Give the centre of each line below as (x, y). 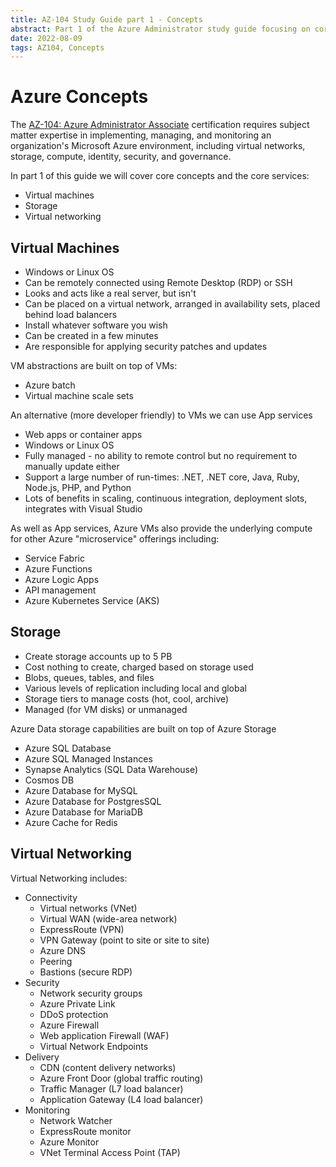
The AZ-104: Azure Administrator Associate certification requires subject (160, 125)
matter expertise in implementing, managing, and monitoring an (141, 135)
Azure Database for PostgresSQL (93, 801)
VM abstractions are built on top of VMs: (94, 365)
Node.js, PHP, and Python (78, 487)
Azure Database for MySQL (81, 790)
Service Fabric (54, 558)
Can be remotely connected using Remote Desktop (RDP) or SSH (158, 282)
